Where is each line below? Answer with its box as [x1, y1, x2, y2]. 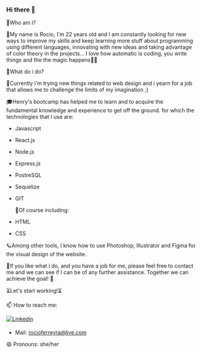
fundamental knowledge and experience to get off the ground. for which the [6, 107, 195, 114]
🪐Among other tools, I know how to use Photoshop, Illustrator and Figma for [6, 242, 196, 249]
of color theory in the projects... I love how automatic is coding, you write [6, 50, 188, 57]
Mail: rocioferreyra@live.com [14, 329, 87, 336]
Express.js [14, 160, 41, 167]
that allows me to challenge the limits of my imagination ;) [6, 86, 149, 93]
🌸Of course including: [14, 207, 69, 214]
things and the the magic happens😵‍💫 [6, 57, 98, 64]
